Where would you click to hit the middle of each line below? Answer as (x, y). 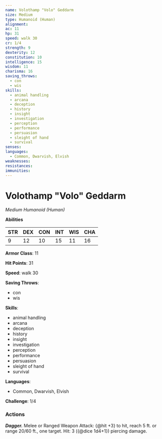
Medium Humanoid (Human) (35, 210)
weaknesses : (18, 161)
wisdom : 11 (17, 67)
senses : (13, 147)
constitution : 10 (24, 57)
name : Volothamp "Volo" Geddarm (39, 10)
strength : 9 (18, 48)
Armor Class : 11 (22, 253)
